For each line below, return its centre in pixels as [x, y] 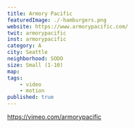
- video [30, 84]
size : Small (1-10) [35, 65]
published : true [30, 98]
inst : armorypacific [37, 39]
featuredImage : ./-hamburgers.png [57, 20]
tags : [15, 78]
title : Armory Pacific [40, 13]
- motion [32, 91]
